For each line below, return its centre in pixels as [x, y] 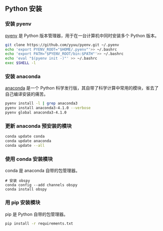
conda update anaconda [28, 141]
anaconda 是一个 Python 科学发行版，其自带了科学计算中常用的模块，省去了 [82, 88]
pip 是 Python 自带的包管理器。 [36, 214]
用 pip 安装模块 [23, 203]
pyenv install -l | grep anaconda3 [41, 104]
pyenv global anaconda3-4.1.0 [36, 113]
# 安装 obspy [18, 181]
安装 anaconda [23, 76]
